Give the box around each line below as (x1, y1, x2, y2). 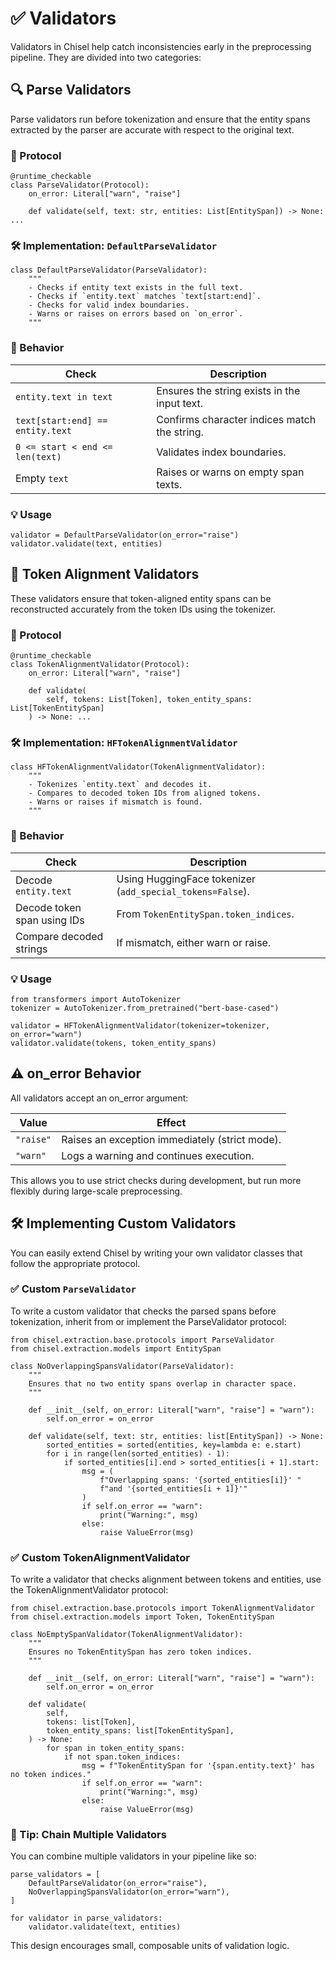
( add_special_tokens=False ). (116, 884, 250, 898)
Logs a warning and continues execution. (61, 1148, 255, 1162)
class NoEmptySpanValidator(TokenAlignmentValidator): (10, 1630, 244, 1640)
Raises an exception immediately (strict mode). (61, 1132, 282, 1146)
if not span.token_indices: (63, 1752, 182, 1762)
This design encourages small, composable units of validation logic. (10, 1940, 290, 1952)
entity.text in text (15, 391, 113, 402)
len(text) (15, 451, 62, 462)
